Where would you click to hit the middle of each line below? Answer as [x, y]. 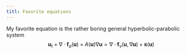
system [15, 35]
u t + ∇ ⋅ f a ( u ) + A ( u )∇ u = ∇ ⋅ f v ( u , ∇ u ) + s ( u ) [101, 45]
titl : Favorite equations [39, 12]
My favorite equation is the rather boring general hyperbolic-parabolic [93, 28]
